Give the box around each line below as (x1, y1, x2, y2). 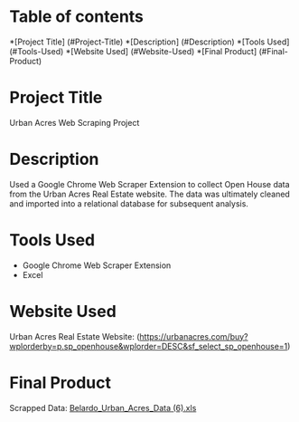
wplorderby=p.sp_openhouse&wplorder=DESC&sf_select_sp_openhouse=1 (9, 340, 288, 351)
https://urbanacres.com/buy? (139, 331, 248, 341)
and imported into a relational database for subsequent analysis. (9, 197, 248, 209)
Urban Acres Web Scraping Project (9, 117, 140, 128)
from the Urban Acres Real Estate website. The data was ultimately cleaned (9, 188, 291, 199)
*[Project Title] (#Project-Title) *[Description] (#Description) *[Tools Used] (9, 36, 290, 47)
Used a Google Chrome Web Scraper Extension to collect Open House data (9, 178, 291, 189)
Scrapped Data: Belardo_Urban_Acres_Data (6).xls (9, 402, 197, 413)
